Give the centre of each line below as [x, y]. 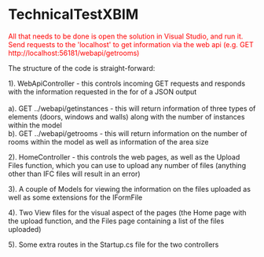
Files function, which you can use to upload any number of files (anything [127, 165]
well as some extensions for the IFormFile [75, 197]
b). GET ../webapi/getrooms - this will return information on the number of [128, 133]
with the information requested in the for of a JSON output [103, 91]
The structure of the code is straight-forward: [82, 68]
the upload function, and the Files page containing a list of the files [116, 221]
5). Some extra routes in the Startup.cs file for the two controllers [114, 244]
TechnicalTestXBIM [73, 15]
